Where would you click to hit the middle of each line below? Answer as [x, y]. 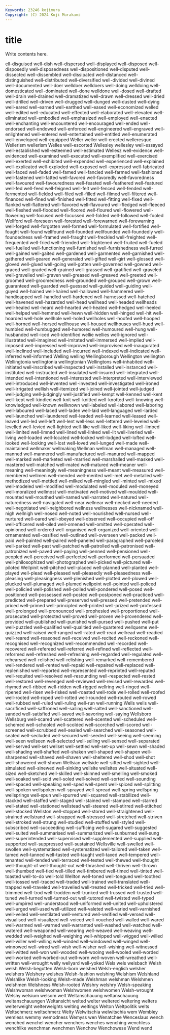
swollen [13, 849]
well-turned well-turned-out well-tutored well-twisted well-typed [86, 898]
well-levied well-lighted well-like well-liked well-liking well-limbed [91, 427]
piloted [12, 568]
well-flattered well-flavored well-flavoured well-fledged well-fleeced [94, 205]
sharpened [16, 757]
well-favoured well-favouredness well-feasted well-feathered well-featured [84, 183]
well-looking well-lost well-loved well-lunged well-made [79, 443]
